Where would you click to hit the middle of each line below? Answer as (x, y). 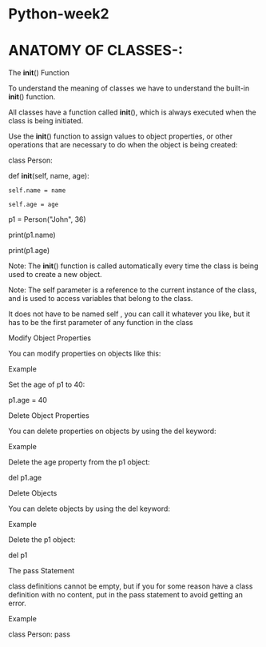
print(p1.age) (29, 251)
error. (17, 603)
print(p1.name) (32, 235)
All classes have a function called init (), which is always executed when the (133, 112)
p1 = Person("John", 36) (47, 219)
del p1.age (25, 478)
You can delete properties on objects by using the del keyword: (113, 431)
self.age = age (34, 205)
